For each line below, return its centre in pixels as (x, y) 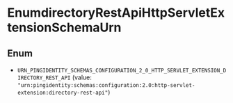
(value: (82, 77)
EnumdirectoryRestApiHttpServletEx (116, 13)
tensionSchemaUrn (64, 27)
